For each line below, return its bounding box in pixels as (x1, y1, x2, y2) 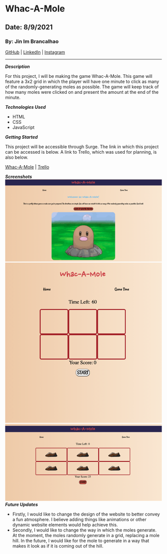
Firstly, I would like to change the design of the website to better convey (12, 511, 160, 517)
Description (5, 63, 30, 69)
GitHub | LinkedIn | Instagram (5, 49, 66, 55)
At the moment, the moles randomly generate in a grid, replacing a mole (12, 533, 160, 539)
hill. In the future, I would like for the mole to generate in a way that (12, 538, 150, 544)
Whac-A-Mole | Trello (5, 164, 50, 170)
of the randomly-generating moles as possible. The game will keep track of (5, 83, 159, 90)
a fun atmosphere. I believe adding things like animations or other (12, 517, 147, 523)
